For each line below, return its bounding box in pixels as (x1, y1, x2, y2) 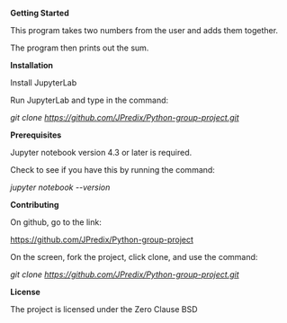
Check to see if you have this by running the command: (10, 165, 215, 175)
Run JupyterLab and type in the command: (10, 94, 169, 105)
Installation (10, 60, 53, 70)
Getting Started (10, 8, 70, 18)
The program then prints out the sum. (10, 42, 149, 53)
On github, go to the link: (10, 217, 102, 228)
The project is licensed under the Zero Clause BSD (10, 304, 198, 314)
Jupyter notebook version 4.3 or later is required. (10, 148, 193, 157)
